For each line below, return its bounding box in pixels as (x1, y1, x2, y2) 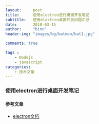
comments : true (5, 41, 38, 46)
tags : (5, 50, 19, 55)
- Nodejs (14, 55, 33, 60)
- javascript (14, 60, 43, 65)
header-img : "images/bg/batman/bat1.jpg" (5, 31, 95, 37)
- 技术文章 (14, 69, 35, 75)
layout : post (5, 7, 43, 13)
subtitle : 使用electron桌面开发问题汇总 (5, 17, 90, 22)
